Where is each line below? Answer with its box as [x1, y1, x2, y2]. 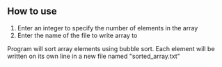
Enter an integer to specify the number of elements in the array [17, 23, 198, 32]
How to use [7, 6, 57, 17]
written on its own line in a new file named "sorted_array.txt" [7, 52, 180, 60]
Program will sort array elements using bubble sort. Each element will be [7, 44, 215, 52]
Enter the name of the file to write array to [17, 31, 138, 39]
